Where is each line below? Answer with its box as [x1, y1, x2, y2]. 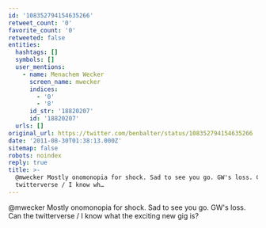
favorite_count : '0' [8, 26, 77, 34]
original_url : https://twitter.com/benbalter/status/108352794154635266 [8, 129, 253, 137]
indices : [28, 85, 59, 93]
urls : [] [15, 122, 44, 130]
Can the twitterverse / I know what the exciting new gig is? [8, 211, 199, 220]
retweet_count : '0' [8, 19, 73, 27]
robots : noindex [8, 151, 62, 159]
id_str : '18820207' [28, 108, 93, 116]
